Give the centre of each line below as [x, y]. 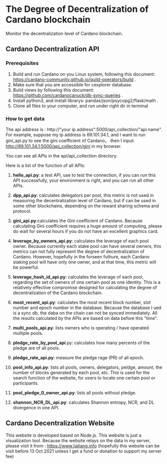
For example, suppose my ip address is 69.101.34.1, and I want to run [76, 135]
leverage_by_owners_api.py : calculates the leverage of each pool [81, 241]
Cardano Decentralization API [52, 49]
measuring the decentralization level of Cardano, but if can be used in [84, 200]
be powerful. [26, 267]
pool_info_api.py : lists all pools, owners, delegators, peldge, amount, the [87, 367]
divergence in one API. [36, 407]
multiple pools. [28, 333]
